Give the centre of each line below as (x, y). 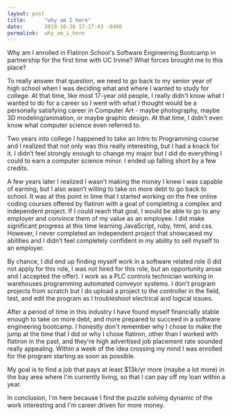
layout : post (26, 14)
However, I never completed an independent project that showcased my (110, 233)
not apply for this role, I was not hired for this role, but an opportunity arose (115, 269)
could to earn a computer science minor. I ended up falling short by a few (112, 161)
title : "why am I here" (49, 20)
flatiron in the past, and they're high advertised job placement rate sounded (115, 342)
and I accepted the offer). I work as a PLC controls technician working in (110, 276)
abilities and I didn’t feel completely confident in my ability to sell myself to (113, 241)
